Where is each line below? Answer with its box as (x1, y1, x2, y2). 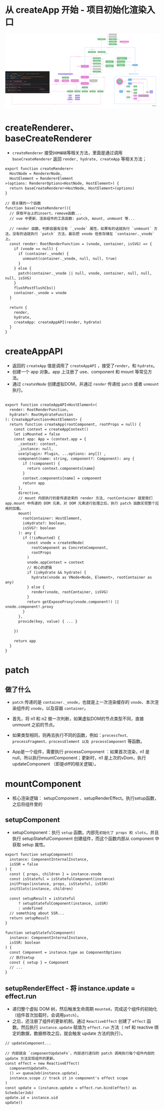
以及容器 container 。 (46, 705, 89, 711)
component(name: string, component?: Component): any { (18, 456, 135, 461)
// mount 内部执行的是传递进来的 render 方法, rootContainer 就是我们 (18, 495, 153, 501)
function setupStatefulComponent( (5, 930, 76, 935)
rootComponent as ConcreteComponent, (31, 545, 109, 550)
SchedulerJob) (5, 1090, 34, 1095)
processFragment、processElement (12, 739, 80, 744)
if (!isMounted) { (23, 535, 60, 540)
